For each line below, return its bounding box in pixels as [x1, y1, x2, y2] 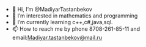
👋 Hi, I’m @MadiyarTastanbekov [12, 6, 93, 13]
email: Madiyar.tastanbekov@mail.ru [12, 34, 103, 41]
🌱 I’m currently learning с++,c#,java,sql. [12, 19, 113, 25]
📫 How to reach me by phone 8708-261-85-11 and [12, 25, 141, 33]
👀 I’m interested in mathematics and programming [12, 12, 138, 19]
